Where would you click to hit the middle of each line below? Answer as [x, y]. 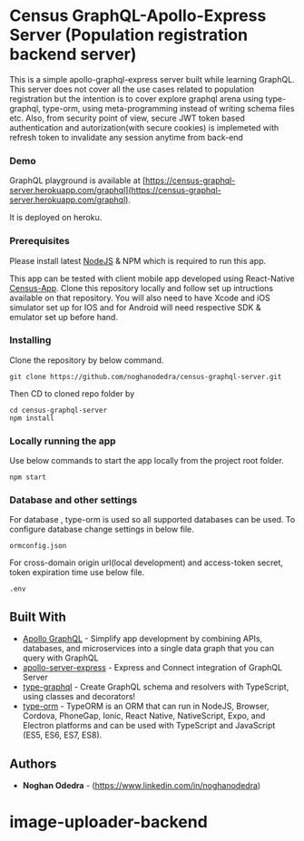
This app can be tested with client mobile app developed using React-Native [152, 279]
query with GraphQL [60, 658]
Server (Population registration [128, 35]
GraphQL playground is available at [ [78, 181]
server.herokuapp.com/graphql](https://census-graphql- [115, 191]
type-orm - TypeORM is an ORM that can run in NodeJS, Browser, [146, 706]
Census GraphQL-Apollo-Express [138, 16]
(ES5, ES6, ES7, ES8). [62, 735]
